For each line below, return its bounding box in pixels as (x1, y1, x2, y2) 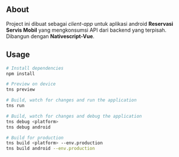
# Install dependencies (6, 65, 64, 71)
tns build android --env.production (6, 146, 95, 152)
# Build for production (6, 135, 64, 141)
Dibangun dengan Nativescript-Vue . (6, 32, 95, 40)
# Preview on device (6, 81, 57, 87)
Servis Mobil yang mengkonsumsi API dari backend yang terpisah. (6, 26, 167, 33)
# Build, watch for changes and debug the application (6, 113, 142, 119)
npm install (6, 70, 35, 77)
